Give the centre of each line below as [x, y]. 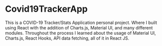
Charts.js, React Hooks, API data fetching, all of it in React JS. [67, 38]
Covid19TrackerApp [46, 9]
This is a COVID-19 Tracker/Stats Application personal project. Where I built [81, 23]
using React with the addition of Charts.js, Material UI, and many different [79, 27]
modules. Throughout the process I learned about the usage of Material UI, [81, 33]
